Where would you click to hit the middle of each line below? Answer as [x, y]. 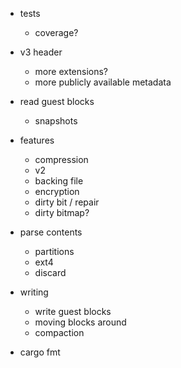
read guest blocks [57, 101]
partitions [54, 251]
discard [50, 272]
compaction [59, 332]
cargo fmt [40, 352]
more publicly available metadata [103, 82]
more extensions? [71, 71]
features [37, 140]
